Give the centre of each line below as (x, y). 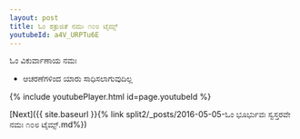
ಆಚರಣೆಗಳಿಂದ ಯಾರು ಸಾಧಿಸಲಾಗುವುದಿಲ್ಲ (78, 79)
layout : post (34, 18)
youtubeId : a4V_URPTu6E (55, 35)
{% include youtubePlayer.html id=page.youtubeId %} (110, 97)
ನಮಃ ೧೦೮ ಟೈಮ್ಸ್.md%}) (49, 124)
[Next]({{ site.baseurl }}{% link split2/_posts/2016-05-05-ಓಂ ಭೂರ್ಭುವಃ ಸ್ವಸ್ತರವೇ (150, 114)
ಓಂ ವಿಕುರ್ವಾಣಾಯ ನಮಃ (43, 61)
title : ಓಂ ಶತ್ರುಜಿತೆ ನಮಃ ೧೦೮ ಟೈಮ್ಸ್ (64, 26)
